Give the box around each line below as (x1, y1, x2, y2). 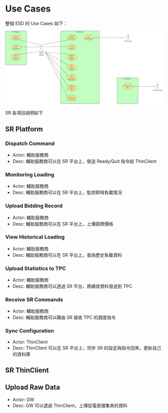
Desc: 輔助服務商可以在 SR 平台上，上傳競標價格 (12, 221, 114, 227)
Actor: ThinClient (12, 338, 48, 345)
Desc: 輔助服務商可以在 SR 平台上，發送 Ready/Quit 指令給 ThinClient (12, 158, 157, 164)
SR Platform (5, 124, 43, 133)
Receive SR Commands (5, 296, 63, 303)
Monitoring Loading (5, 171, 54, 178)
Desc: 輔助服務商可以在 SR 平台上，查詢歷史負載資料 (12, 252, 122, 258)
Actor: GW (12, 396, 34, 402)
